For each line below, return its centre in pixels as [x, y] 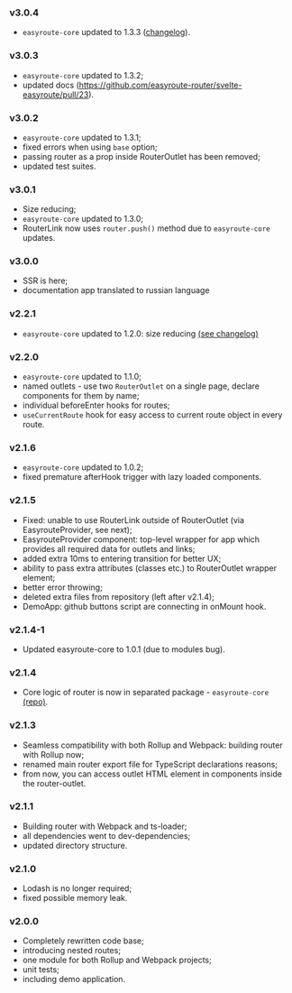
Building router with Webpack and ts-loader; [105, 826]
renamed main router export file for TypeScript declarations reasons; [150, 764]
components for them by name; [81, 396]
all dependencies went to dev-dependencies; [106, 835]
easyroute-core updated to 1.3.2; [83, 75]
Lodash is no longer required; [77, 888]
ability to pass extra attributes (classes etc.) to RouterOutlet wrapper [150, 568]
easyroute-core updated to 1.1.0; [82, 377]
